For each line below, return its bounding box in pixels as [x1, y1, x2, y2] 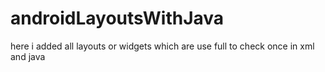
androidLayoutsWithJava [10, 7, 225, 30]
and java [10, 50, 46, 62]
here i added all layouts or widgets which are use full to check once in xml [10, 40, 315, 52]
